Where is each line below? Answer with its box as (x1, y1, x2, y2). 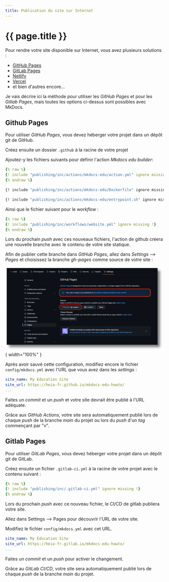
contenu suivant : (5, 471, 41, 477)
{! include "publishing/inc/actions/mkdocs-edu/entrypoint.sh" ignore (5, 197, 156, 202)
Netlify (12, 73, 27, 79)
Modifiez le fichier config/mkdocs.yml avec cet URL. (5, 526, 112, 532)
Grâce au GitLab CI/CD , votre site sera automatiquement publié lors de (5, 565, 152, 571)
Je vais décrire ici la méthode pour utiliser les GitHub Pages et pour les (5, 93, 152, 99)
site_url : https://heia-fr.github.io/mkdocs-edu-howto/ (5, 382, 125, 387)
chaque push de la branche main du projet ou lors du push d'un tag (5, 417, 145, 423)
